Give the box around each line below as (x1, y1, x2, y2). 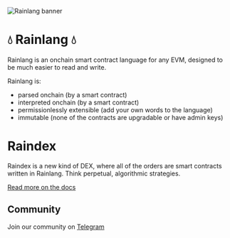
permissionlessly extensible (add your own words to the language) (17, 105, 214, 114)
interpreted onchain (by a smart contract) (17, 98, 140, 107)
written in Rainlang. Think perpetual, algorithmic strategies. (7, 169, 181, 178)
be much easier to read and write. (7, 63, 107, 71)
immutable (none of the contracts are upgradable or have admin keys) (17, 113, 224, 121)
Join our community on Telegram (7, 222, 105, 231)
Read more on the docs (7, 183, 76, 191)
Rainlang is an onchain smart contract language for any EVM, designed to (7, 55, 223, 64)
